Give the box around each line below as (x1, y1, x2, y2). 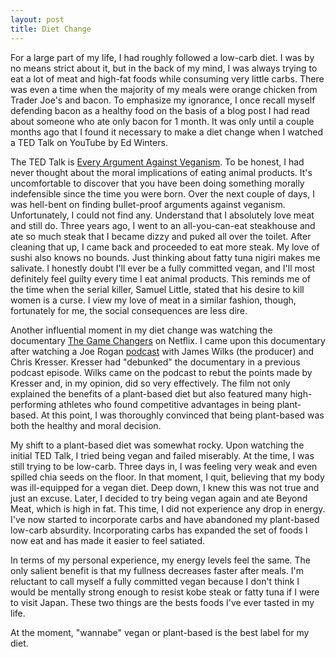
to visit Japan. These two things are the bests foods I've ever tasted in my (10, 596, 315, 608)
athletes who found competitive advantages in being (58, 398, 275, 410)
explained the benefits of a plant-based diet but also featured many (10, 387, 288, 400)
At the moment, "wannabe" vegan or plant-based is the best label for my (10, 626, 310, 638)
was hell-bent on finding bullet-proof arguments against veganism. (10, 198, 286, 210)
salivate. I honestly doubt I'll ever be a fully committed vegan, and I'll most (10, 262, 316, 274)
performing (10, 398, 57, 410)
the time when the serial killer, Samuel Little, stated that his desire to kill (10, 283, 305, 295)
